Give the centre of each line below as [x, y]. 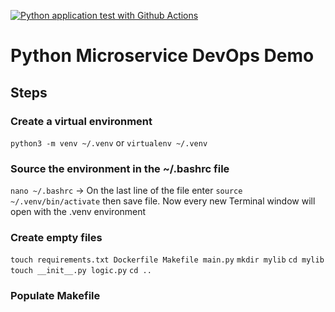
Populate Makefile [55, 296]
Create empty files [56, 238]
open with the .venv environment [78, 212]
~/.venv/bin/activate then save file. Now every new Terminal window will [163, 201]
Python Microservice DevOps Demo [162, 56]
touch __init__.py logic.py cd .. [81, 271]
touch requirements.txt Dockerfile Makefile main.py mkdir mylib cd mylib [167, 260]
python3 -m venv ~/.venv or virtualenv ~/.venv [109, 142]
